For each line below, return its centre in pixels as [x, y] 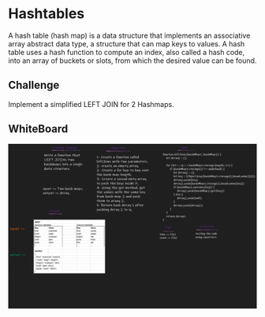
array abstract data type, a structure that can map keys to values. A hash [127, 43]
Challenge [34, 85]
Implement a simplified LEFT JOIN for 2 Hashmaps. [91, 104]
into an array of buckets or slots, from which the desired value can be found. [132, 61]
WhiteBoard [38, 129]
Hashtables [47, 14]
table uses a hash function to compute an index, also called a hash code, [127, 52]
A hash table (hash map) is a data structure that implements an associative [129, 35]
